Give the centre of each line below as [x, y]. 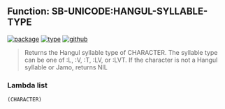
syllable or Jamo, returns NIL [66, 67]
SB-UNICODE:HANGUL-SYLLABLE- [130, 11]
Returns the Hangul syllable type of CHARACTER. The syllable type [121, 52]
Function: [29, 11]
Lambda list [27, 85]
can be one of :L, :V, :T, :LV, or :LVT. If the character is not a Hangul [121, 60]
